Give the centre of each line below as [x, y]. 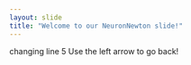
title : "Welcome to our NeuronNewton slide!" [96, 26]
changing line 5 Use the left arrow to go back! [94, 51]
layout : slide [36, 17]
